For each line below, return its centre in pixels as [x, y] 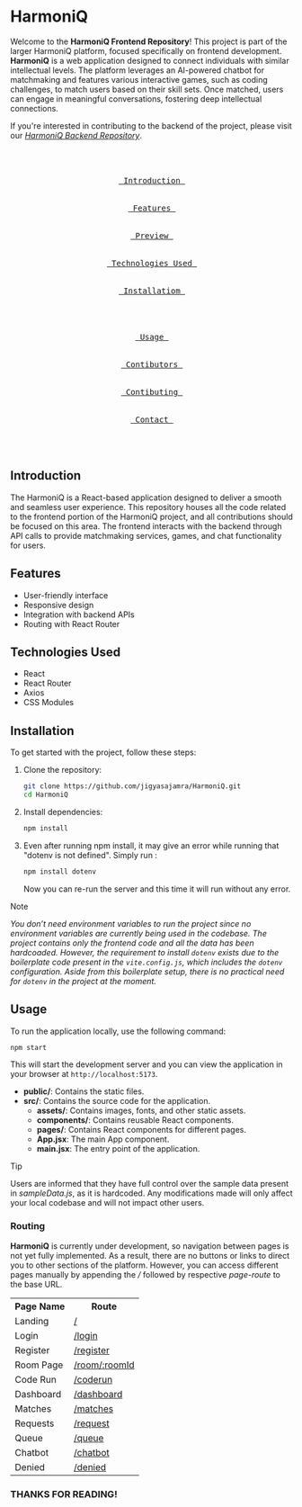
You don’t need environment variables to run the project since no [131, 923]
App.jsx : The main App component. [103, 1139]
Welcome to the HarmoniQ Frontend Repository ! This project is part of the [149, 41]
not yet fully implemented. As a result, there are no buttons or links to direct [150, 1255]
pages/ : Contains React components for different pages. [141, 1130]
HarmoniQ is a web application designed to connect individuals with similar [150, 60]
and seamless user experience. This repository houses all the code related [148, 507]
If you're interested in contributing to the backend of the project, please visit [151, 126]
